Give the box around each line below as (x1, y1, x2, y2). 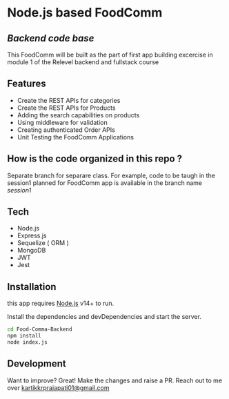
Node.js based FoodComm (7, 5, 163, 21)
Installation (7, 281, 57, 293)
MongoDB (17, 246, 46, 255)
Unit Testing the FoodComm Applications (17, 133, 135, 141)
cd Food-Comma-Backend (7, 326, 72, 333)
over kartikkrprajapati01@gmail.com (7, 383, 110, 391)
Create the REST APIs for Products (17, 104, 116, 112)
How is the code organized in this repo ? (7, 153, 183, 165)
